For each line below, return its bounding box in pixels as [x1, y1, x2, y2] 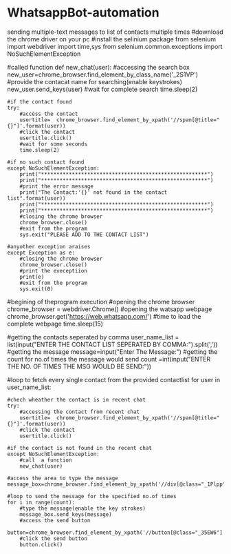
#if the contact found [7, 98, 72, 105]
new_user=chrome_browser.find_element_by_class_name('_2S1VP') [7, 70, 198, 79]
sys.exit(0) [19, 285, 54, 293]
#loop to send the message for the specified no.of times [7, 493, 177, 499]
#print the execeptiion [19, 267, 88, 274]
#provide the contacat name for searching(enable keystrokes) [7, 77, 183, 86]
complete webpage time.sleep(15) [7, 319, 103, 328]
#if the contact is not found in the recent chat [7, 444, 153, 451]
